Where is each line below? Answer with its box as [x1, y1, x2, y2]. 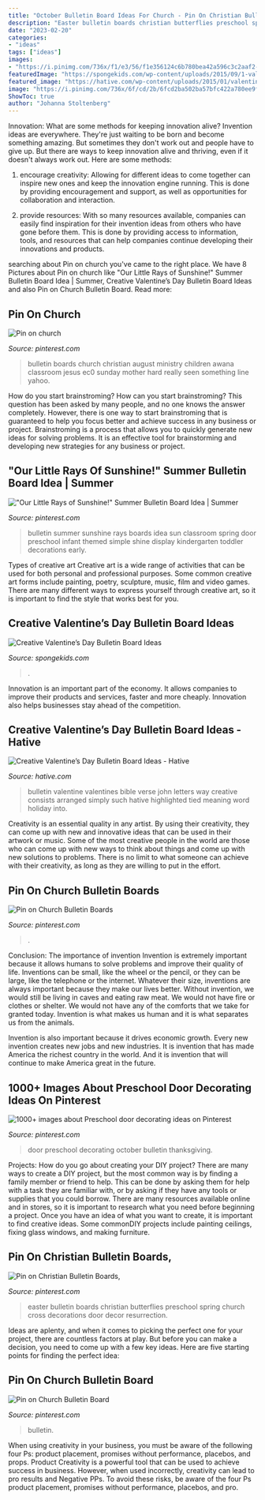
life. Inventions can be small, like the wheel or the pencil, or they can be [8, 968, 241, 977]
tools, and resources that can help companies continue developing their [19, 236, 254, 246]
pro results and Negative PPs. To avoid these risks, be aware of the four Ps [8, 1474, 252, 1483]
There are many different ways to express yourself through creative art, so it [8, 585, 256, 594]
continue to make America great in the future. [8, 1059, 156, 1068]
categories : [8, 33, 47, 42]
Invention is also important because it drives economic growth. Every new [8, 1033, 248, 1043]
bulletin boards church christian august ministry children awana [27, 358, 234, 368]
